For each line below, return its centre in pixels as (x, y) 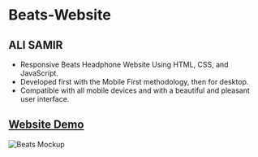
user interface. (45, 99)
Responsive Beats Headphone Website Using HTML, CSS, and (124, 64)
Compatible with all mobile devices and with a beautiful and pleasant (135, 90)
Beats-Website (60, 15)
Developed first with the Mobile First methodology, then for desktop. (134, 82)
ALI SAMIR (36, 45)
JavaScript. (39, 73)
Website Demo (46, 125)
